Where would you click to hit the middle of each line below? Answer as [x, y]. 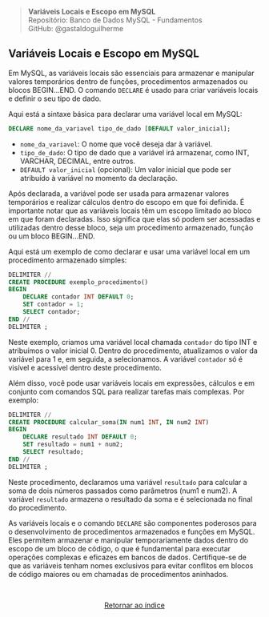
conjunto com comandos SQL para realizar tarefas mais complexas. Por [126, 391]
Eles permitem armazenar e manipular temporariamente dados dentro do [128, 540]
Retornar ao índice [134, 605]
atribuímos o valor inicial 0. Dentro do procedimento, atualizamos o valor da [133, 351]
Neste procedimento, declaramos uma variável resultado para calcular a [128, 482]
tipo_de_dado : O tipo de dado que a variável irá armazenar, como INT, [134, 152]
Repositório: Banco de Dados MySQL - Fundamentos [115, 20]
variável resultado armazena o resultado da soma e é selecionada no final [130, 499]
